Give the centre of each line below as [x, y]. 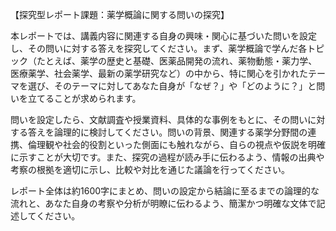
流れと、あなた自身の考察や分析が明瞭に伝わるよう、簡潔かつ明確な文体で [163, 203]
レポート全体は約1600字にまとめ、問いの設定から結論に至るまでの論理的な [165, 191]
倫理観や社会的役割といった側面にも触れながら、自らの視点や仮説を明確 [176, 144]
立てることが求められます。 [84, 98]
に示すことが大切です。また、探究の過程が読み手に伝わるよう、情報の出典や [167, 157]
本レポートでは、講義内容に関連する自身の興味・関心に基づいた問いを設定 [163, 36]
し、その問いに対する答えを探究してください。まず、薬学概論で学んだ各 [159, 48]
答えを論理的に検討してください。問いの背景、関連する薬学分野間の [167, 132]
